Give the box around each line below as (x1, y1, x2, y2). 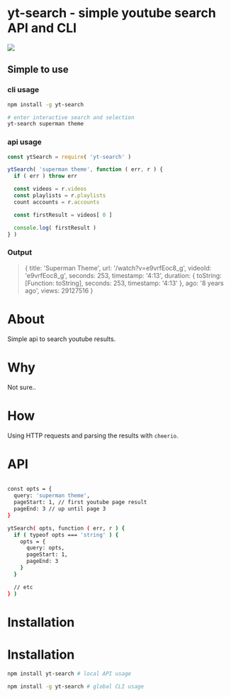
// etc (13, 584, 33, 591)
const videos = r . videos (13, 186, 87, 193)
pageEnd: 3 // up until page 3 (13, 506, 106, 513)
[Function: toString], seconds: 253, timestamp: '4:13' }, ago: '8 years (24, 279, 225, 287)
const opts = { (7, 486, 52, 493)
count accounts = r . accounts (13, 199, 100, 206)
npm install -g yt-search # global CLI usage (7, 683, 144, 690)
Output (7, 247, 33, 257)
